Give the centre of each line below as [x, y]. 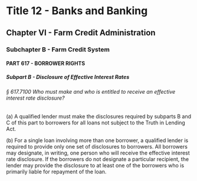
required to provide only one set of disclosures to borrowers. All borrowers [97, 146]
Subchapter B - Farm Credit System [58, 50]
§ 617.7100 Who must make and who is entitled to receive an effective [91, 92]
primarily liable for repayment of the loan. [56, 172]
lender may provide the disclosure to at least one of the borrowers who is [95, 165]
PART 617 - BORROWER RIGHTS [46, 64]
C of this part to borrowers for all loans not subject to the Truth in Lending [96, 123]
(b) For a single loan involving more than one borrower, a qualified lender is [97, 140]
